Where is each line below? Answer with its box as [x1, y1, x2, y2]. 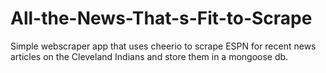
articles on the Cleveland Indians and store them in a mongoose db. [10, 50, 289, 62]
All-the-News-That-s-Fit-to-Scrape [10, 7, 313, 30]
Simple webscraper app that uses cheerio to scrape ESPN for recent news [10, 40, 317, 52]
